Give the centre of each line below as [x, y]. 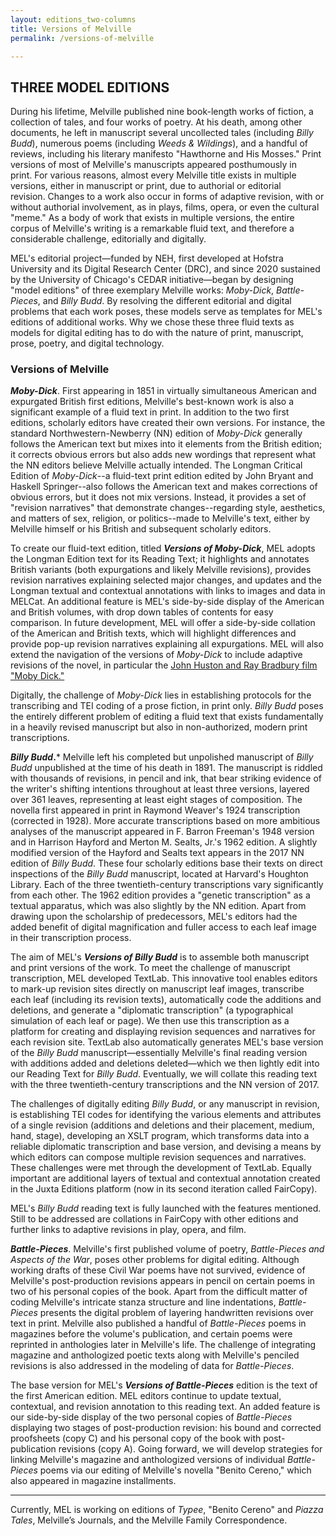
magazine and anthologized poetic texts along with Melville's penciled [155, 1355]
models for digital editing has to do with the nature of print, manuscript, [157, 333]
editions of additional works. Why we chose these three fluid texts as [152, 322]
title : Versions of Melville [71, 29]
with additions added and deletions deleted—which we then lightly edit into [165, 1063]
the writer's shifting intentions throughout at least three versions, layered [160, 789]
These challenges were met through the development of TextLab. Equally [161, 1168]
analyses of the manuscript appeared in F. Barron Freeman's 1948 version [162, 832]
